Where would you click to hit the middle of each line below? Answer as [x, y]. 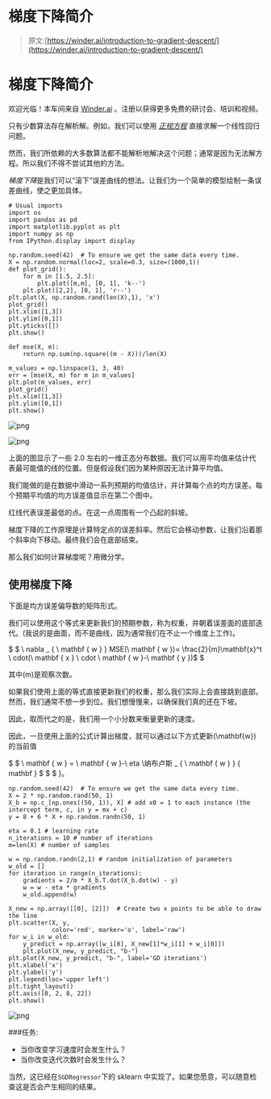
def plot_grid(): [38, 269]
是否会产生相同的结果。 [61, 1086]
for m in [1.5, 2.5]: [59, 276]
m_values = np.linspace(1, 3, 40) [67, 368]
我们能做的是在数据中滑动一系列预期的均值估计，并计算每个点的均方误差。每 [135, 484]
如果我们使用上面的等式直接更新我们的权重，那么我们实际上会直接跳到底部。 [135, 691]
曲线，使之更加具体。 [50, 190]
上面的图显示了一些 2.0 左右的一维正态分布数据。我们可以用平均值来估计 [129, 458]
